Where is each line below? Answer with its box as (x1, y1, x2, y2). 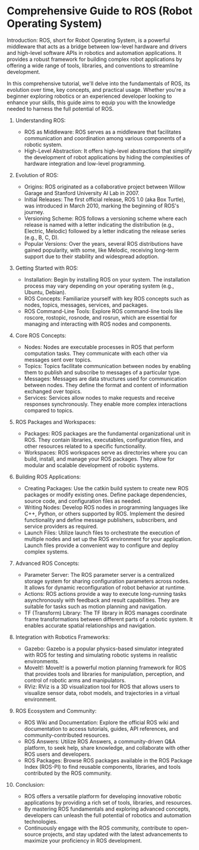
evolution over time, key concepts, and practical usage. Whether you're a (7, 86, 186, 93)
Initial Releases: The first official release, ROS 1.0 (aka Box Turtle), (24, 196, 186, 203)
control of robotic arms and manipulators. (24, 676, 127, 684)
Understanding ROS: (15, 116, 66, 123)
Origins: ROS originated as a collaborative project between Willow (24, 183, 186, 190)
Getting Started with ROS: (15, 264, 79, 271)
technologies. (24, 818, 58, 825)
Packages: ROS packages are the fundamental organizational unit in (24, 429, 191, 437)
